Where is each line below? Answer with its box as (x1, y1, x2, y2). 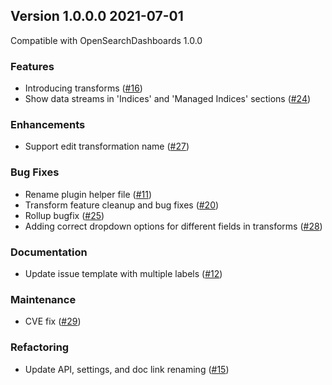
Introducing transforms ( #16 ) (24, 82, 143, 94)
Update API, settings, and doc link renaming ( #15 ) (24, 363, 230, 375)
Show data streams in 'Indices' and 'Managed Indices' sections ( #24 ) (24, 93, 312, 105)
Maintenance (10, 292, 77, 306)
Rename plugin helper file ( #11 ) (24, 188, 153, 200)
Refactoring (10, 340, 70, 354)
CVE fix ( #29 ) (24, 315, 82, 328)
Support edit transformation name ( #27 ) (24, 140, 190, 153)
